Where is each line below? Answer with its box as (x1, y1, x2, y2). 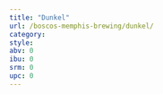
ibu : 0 (9, 55, 34, 64)
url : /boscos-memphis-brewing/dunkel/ (9, 21, 154, 30)
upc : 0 (9, 72, 34, 81)
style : (9, 38, 34, 47)
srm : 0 (9, 64, 34, 73)
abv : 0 (9, 47, 34, 56)
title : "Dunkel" (9, 13, 70, 22)
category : (9, 30, 47, 38)
